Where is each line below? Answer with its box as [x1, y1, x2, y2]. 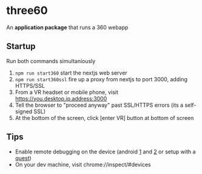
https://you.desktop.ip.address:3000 [15, 95, 107, 102]
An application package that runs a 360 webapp [6, 24, 129, 31]
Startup [6, 41, 36, 52]
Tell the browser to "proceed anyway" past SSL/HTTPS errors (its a [15, 101, 184, 109]
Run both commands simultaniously [6, 57, 96, 64]
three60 [6, 4, 48, 18]
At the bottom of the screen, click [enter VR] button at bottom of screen [15, 114, 194, 121]
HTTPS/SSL [15, 82, 45, 89]
